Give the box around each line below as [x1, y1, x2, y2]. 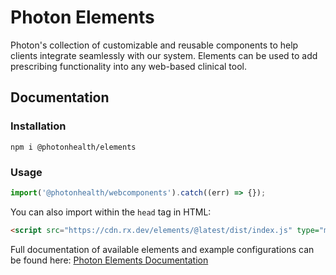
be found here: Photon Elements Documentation [10, 254, 209, 266]
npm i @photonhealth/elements [10, 142, 137, 152]
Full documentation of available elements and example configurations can [10, 243, 315, 255]
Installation [10, 119, 67, 133]
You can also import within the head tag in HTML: [10, 206, 212, 218]
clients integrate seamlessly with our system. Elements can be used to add [10, 49, 318, 61]
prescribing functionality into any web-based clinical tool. [10, 60, 247, 72]
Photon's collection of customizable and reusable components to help [10, 39, 299, 51]
